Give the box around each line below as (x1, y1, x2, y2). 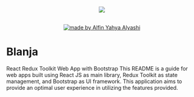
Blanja (6, 45, 38, 59)
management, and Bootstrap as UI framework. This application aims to (6, 78, 182, 85)
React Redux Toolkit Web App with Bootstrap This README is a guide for (6, 64, 188, 72)
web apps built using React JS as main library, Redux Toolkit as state (6, 71, 178, 78)
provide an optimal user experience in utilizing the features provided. (6, 84, 178, 91)
